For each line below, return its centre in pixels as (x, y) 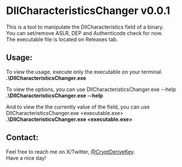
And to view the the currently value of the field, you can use (78, 107)
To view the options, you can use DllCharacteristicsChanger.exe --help (91, 89)
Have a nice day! (26, 158)
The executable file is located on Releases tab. (62, 39)
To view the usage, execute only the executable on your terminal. (84, 72)
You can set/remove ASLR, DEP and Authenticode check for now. (84, 33)
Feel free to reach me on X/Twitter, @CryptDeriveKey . (71, 152)
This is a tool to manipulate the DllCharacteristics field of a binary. (85, 27)
